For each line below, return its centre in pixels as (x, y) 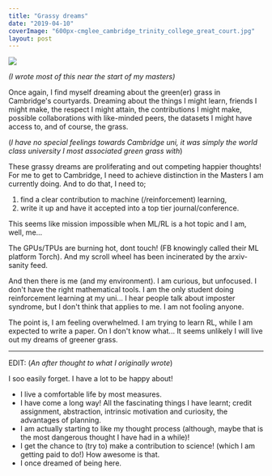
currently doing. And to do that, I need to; (77, 184)
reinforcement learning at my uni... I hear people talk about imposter (122, 298)
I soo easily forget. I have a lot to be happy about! (91, 379)
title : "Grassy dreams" (49, 16)
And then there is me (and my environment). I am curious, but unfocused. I (133, 281)
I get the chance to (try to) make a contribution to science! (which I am (137, 446)
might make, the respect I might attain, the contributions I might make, (125, 109)
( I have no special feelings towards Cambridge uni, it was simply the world (133, 142)
